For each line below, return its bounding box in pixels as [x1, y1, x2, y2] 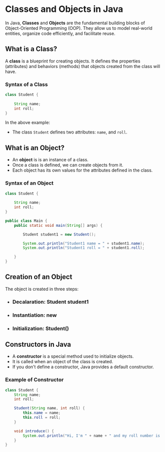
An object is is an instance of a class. [12, 157, 89, 163]
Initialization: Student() [12, 325, 69, 332]
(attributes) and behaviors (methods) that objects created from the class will [5, 63, 161, 69]
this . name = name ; [23, 410, 61, 415]
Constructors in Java [5, 340, 71, 348]
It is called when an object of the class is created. [12, 359, 114, 365]
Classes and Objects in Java [5, 3, 124, 15]
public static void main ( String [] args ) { [14, 223, 103, 228]
